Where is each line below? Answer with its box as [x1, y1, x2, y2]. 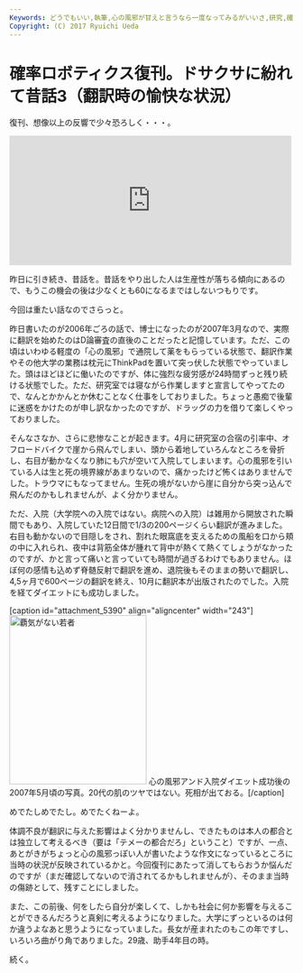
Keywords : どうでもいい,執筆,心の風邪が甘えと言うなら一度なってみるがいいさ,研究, [9, 13, 287, 23]
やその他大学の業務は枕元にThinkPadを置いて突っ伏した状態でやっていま [9, 357, 281, 368]
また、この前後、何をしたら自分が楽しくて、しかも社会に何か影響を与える [9, 901, 286, 912]
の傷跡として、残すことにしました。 [9, 882, 143, 893]
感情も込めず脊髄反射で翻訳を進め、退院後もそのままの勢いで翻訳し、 [32, 565, 294, 575]
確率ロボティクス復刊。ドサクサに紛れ [9, 63, 293, 84]
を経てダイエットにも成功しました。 [9, 587, 144, 598]
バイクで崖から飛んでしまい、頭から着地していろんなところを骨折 [40, 444, 286, 455]
